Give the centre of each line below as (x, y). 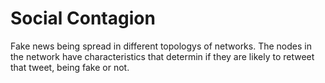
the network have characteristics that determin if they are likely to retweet (162, 56)
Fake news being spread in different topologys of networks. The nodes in (161, 46)
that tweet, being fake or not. (70, 67)
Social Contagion (83, 18)
